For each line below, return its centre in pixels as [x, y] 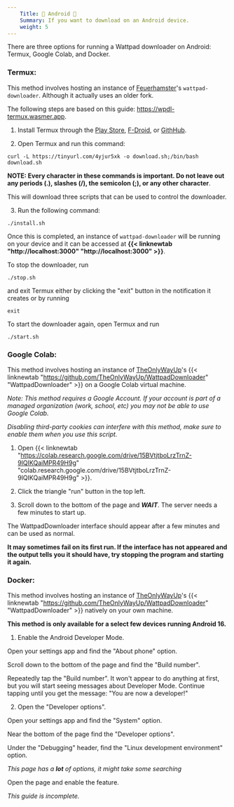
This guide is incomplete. [43, 796]
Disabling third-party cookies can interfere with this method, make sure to [115, 426]
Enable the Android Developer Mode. [71, 638]
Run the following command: [58, 210]
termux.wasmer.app [36, 116]
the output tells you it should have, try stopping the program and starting [116, 554]
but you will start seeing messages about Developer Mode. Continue [106, 686]
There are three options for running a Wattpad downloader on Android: [109, 47]
